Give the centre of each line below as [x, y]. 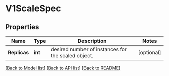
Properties [22, 27]
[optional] [150, 53]
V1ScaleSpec [33, 9]
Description [92, 41]
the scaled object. [72, 56]
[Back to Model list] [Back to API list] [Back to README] [63, 68]
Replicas [18, 53]
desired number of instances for [89, 49]
